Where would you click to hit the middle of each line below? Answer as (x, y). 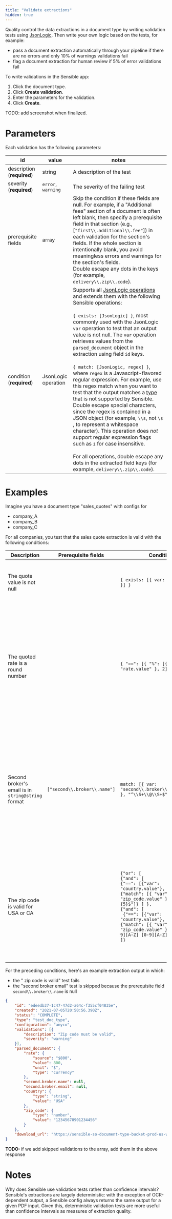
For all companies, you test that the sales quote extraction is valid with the (83, 537)
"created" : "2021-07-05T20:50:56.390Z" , (58, 1010)
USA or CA (21, 913)
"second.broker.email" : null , (56, 1087)
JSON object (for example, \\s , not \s (118, 418)
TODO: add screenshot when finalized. (46, 113)
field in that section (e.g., (103, 224)
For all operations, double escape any (118, 457)
